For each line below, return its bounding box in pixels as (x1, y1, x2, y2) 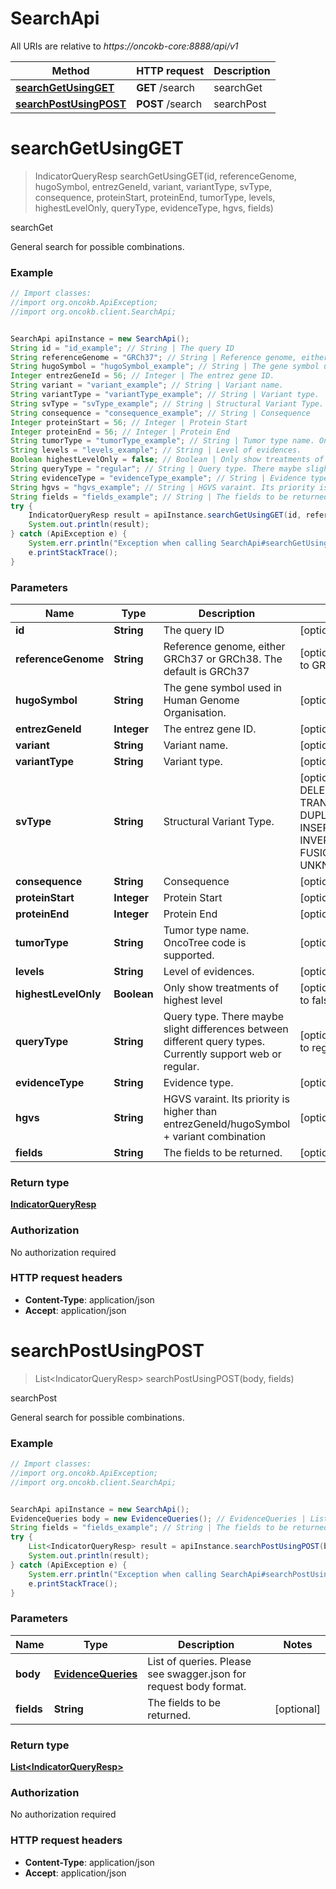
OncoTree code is (163, 935, 247, 949)
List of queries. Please (147, 1654, 252, 1668)
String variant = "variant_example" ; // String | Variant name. (10, 380, 284, 391)
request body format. (147, 1679, 247, 1693)
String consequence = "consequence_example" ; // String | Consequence (10, 408, 311, 418)
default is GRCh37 (163, 664, 250, 678)
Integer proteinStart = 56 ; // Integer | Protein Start (10, 417, 248, 427)
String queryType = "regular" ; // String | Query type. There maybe (10, 464, 302, 474)
